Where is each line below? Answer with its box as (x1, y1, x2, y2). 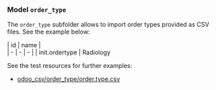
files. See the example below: (7, 27, 91, 36)
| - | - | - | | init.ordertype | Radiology (7, 48, 111, 56)
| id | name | (7, 41, 41, 49)
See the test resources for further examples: (7, 62, 132, 70)
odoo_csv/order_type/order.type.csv (16, 75, 121, 83)
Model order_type (7, 5, 67, 14)
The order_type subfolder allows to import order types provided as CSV (7, 21, 210, 29)
